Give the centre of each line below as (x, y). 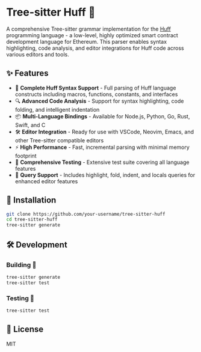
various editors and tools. (38, 54)
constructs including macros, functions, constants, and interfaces (96, 94)
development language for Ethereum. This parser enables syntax (87, 41)
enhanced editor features (46, 181)
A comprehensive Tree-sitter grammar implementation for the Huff (89, 29)
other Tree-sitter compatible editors (59, 140)
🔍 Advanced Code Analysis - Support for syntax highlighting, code (99, 101)
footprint (26, 156)
